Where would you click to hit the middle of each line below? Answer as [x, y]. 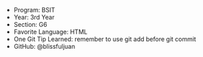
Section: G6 [30, 24]
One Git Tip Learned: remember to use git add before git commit [105, 39]
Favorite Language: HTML [51, 32]
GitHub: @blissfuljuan [44, 46]
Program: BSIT [34, 10]
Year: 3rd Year [34, 17]
